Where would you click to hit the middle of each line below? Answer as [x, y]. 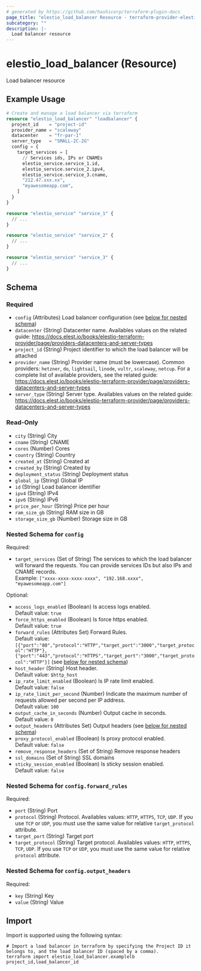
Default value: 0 [34, 719]
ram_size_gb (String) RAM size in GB [59, 512]
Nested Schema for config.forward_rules [67, 786]
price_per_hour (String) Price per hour [62, 506]
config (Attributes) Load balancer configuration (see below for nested [101, 318]
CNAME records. [36, 571]
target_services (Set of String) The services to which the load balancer [103, 559]
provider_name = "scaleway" [47, 130]
